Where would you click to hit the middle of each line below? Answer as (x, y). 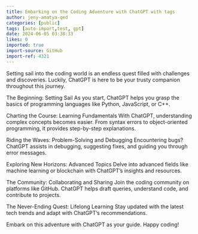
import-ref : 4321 (28, 56)
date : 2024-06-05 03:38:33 (40, 34)
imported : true (25, 45)
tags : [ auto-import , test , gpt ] (45, 28)
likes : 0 (17, 39)
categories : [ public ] (33, 23)
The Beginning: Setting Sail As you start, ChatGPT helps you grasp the (93, 98)
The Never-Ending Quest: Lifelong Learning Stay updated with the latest (95, 206)
